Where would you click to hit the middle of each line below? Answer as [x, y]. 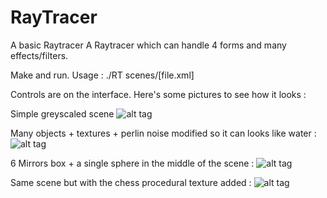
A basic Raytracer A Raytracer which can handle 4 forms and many [148, 45]
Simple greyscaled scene [62, 113]
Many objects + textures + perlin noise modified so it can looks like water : [163, 133]
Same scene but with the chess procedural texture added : [131, 182]
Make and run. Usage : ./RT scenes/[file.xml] [102, 75]
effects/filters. [39, 55]
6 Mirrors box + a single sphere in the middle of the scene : [132, 163]
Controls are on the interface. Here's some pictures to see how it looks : [158, 94]
